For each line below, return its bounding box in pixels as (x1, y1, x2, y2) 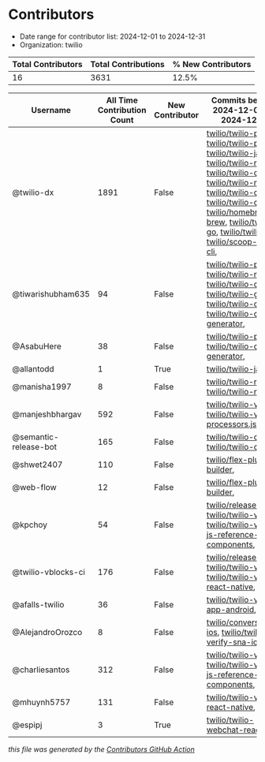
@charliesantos (12, 664, 70, 675)
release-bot (12, 441, 58, 452)
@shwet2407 (12, 459, 63, 470)
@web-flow (12, 481, 57, 492)
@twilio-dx (12, 187, 54, 198)
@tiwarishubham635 (12, 288, 91, 299)
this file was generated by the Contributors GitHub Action (8, 744, 195, 754)
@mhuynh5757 (12, 697, 71, 708)
